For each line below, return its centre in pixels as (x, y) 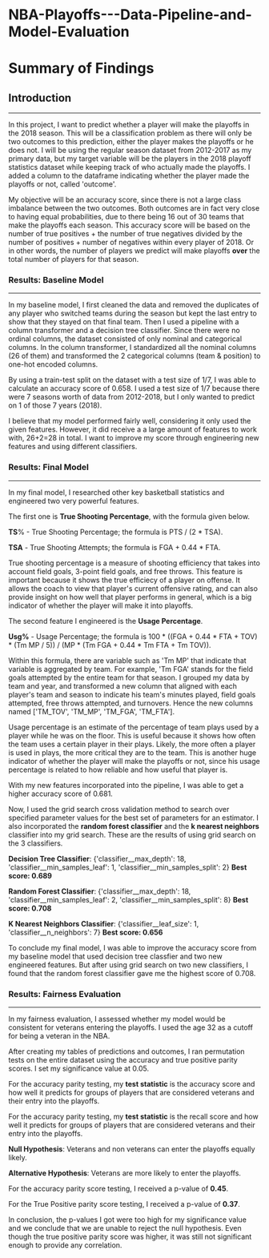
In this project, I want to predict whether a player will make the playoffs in (129, 125)
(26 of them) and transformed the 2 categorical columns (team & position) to (134, 356)
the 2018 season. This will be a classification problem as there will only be (130, 133)
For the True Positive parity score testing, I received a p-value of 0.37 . (124, 1204)
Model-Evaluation (69, 32)
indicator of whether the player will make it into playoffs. (101, 605)
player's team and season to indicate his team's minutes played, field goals (132, 694)
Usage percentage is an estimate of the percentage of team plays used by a (134, 727)
